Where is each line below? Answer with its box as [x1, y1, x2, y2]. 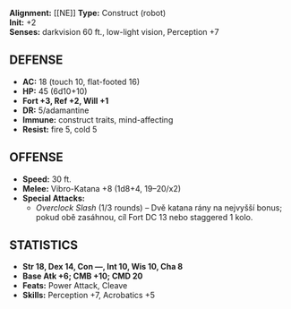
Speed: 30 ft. [21, 174, 72, 185]
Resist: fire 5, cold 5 [21, 124, 98, 134]
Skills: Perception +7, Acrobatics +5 [21, 290, 155, 301]
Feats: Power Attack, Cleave [21, 280, 128, 291]
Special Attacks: [21, 193, 85, 203]
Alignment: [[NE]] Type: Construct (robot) [9, 8, 167, 18]
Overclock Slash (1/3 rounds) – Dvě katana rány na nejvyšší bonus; [35, 202, 283, 213]
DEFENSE [9, 53, 64, 68]
